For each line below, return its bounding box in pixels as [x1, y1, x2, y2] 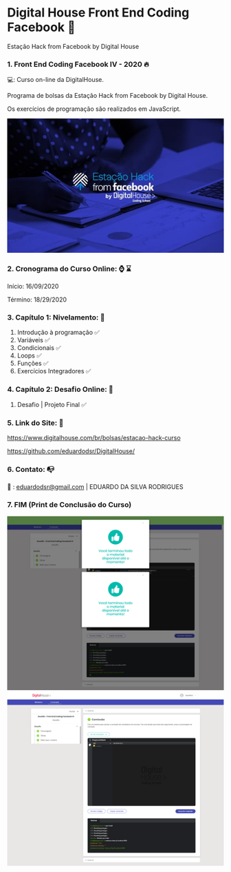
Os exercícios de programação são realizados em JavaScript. [7, 105, 181, 113]
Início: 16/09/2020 [7, 282, 59, 291]
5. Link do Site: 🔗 [7, 418, 64, 428]
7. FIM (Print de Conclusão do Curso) [7, 500, 132, 510]
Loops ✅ [16, 351, 43, 360]
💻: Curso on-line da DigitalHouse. [7, 76, 104, 84]
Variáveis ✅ [16, 336, 50, 344]
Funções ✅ [16, 360, 49, 368]
